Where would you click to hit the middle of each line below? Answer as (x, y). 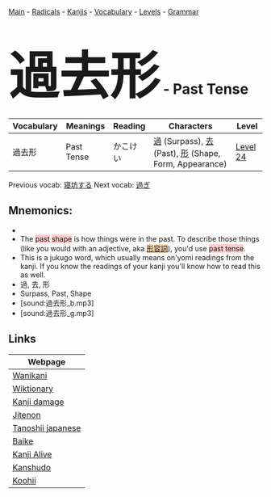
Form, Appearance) (190, 163)
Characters (190, 126)
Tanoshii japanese (47, 428)
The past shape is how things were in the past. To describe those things (140, 238)
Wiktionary (33, 389)
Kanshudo (31, 467)
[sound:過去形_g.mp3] (57, 313)
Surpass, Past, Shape (56, 293)
